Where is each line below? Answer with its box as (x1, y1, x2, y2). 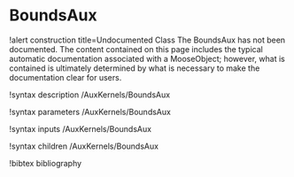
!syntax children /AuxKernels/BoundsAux (9, 141, 159, 151)
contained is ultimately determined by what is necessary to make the (9, 63, 260, 73)
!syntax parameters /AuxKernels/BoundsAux (9, 106, 171, 117)
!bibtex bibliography (9, 158, 82, 168)
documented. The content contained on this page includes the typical (9, 43, 263, 54)
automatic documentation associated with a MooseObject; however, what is (9, 53, 285, 64)
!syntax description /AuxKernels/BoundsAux (9, 89, 171, 100)
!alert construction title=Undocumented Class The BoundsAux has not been (9, 35, 286, 45)
